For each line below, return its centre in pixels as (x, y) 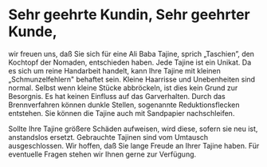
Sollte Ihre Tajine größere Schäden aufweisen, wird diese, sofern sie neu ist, (133, 129)
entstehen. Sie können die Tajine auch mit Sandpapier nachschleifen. (122, 113)
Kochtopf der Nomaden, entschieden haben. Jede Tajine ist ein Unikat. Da (130, 62)
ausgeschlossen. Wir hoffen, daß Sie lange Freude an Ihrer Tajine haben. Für (134, 145)
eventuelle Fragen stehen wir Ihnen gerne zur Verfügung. (102, 154)
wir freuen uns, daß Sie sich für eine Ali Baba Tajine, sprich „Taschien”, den (132, 54)
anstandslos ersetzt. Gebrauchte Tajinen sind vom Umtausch (108, 137)
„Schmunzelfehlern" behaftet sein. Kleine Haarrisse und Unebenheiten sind (132, 79)
